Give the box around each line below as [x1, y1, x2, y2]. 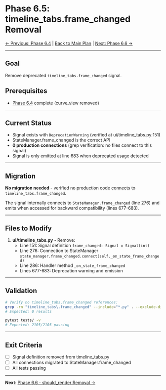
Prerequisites [5, 87, 47, 95]
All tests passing [12, 365, 46, 371]
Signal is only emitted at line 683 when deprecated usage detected [12, 153, 149, 159]
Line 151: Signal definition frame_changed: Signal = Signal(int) [19, 243, 150, 248]
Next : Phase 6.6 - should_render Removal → [5, 380, 95, 386]
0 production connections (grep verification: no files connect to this [12, 142, 152, 148]
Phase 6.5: [5, 3, 50, 14]
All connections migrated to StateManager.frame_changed [12, 359, 131, 366]
